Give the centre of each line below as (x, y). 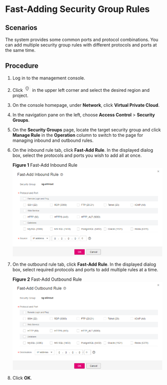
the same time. (20, 50)
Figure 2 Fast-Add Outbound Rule (47, 279)
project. (20, 95)
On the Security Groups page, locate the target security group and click (86, 130)
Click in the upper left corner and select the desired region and (81, 90)
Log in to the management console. (49, 78)
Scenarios (21, 28)
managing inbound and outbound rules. (53, 140)
